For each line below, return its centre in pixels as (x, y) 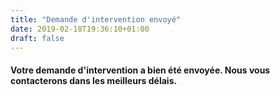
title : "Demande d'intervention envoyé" (96, 19)
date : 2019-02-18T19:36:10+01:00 (80, 29)
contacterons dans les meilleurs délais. (94, 80)
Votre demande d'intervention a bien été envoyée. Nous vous (140, 70)
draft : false (37, 38)
